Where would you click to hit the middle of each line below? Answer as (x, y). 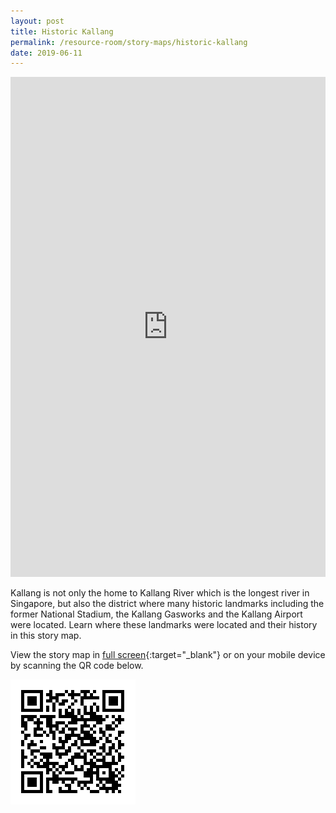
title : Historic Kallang (62, 31)
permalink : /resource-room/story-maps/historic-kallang (129, 42)
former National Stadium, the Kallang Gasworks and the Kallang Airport (156, 614)
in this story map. (46, 636)
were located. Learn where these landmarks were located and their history (164, 625)
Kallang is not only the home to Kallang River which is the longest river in (160, 593)
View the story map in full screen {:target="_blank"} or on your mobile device (168, 655)
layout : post (37, 21)
